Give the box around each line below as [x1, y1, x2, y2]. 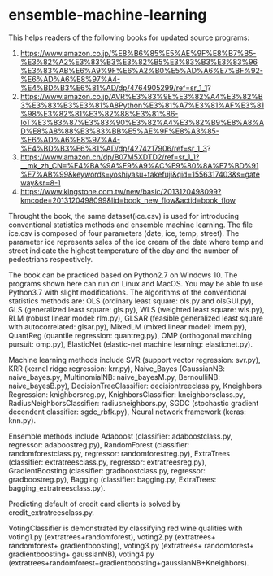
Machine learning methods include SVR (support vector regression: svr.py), [8, 355, 262, 364]
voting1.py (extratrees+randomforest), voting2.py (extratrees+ [8, 531, 217, 542]
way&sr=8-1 [19, 177, 61, 188]
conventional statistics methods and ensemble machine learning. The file [8, 220, 253, 229]
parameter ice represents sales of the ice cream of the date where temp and [8, 237, 264, 247]
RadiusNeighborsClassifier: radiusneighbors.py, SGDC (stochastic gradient [8, 398, 259, 408]
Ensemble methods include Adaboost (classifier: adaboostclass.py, [8, 431, 233, 441]
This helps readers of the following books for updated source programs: [8, 33, 250, 42]
